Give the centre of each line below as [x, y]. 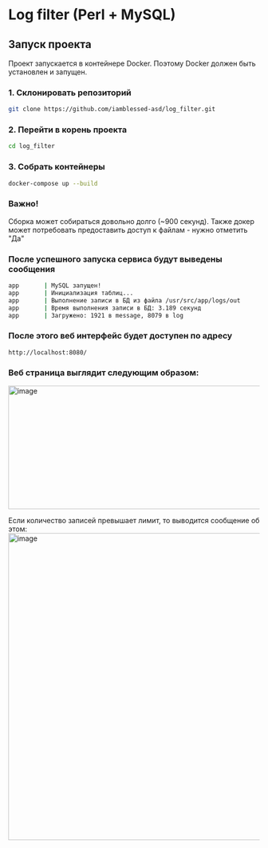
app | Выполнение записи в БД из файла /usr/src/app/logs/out [124, 300]
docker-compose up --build [53, 183]
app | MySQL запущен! [55, 286]
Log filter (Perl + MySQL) [92, 15]
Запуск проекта [50, 44]
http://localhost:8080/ [48, 352]
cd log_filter [32, 146]
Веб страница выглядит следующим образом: [104, 372]
